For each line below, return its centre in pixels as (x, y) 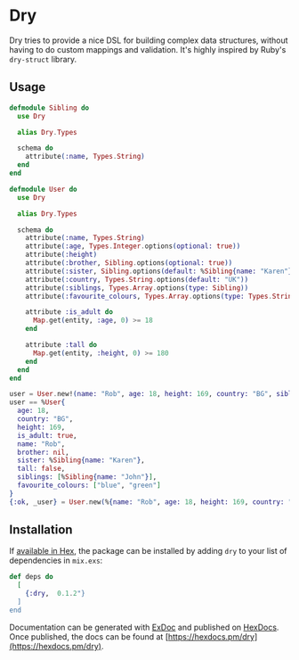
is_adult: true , (47, 435)
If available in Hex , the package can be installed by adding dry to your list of (148, 551)
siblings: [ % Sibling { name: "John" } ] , (87, 477)
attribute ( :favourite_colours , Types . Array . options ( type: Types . (149, 296)
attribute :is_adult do (69, 312)
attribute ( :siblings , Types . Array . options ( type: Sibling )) (137, 288)
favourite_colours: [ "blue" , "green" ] (89, 485)
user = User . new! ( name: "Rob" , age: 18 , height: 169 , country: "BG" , (141, 394)
